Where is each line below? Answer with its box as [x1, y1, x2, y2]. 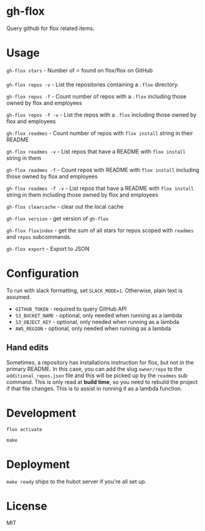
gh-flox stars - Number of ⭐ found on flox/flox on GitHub [6, 66, 153, 74]
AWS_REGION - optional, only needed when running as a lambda [15, 325, 171, 332]
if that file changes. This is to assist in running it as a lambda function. [6, 385, 182, 392]
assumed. [6, 293, 31, 301]
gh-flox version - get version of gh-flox [6, 214, 109, 222]
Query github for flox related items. [6, 24, 95, 32]
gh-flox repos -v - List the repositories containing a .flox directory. [6, 81, 179, 88]
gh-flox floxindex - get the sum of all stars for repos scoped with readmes [6, 227, 194, 234]
